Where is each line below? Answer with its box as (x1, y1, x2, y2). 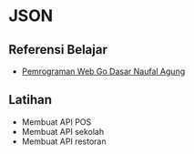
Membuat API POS (21, 116, 92, 128)
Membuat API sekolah (21, 126, 105, 137)
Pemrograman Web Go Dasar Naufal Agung (21, 66, 186, 77)
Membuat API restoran (21, 136, 107, 147)
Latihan (8, 92, 52, 108)
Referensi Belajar (8, 42, 108, 57)
